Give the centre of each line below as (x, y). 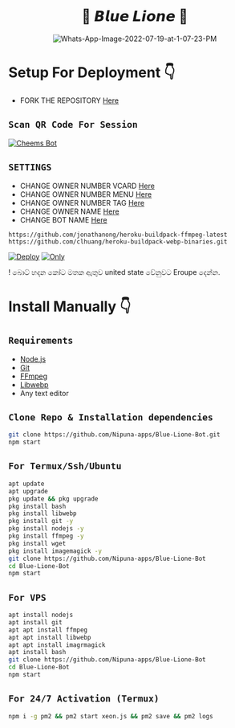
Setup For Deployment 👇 (92, 73)
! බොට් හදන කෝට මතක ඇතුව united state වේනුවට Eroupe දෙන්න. (114, 272)
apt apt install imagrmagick (57, 645)
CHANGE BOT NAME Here (63, 219)
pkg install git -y (41, 521)
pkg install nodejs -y (46, 529)
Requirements (41, 341)
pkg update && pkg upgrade (53, 499)
